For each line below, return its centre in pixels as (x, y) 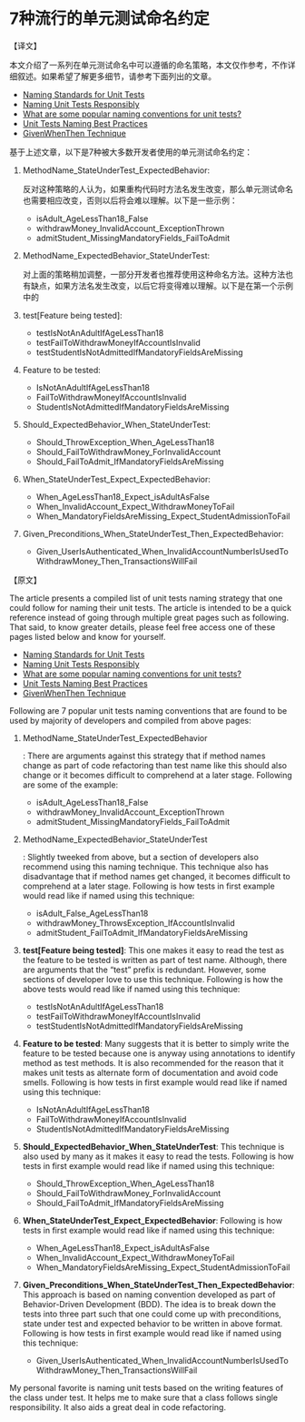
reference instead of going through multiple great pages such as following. (149, 617)
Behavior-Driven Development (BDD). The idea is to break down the (149, 1304)
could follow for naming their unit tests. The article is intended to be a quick (151, 607)
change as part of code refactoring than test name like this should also (155, 765)
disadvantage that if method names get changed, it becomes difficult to (156, 876)
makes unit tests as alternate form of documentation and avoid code (150, 1072)
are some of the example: (70, 785)
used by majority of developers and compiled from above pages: (130, 720)
